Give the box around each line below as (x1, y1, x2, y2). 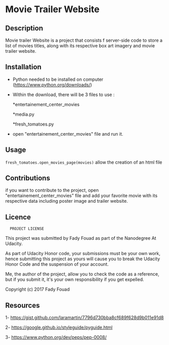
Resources (5, 301, 40, 309)
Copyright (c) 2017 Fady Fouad (5, 286, 70, 293)
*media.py (12, 111, 35, 117)
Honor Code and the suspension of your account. (5, 261, 109, 267)
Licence (5, 212, 31, 222)
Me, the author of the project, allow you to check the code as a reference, (5, 271, 159, 277)
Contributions (5, 174, 50, 182)
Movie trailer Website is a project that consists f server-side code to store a (5, 37, 163, 43)
